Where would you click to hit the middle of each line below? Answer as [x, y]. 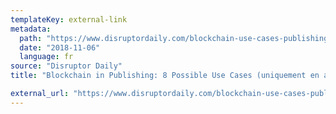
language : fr [46, 57]
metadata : [31, 29]
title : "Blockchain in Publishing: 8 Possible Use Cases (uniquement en [165, 76]
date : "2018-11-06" [60, 47]
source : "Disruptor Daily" [66, 66]
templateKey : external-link [69, 19]
